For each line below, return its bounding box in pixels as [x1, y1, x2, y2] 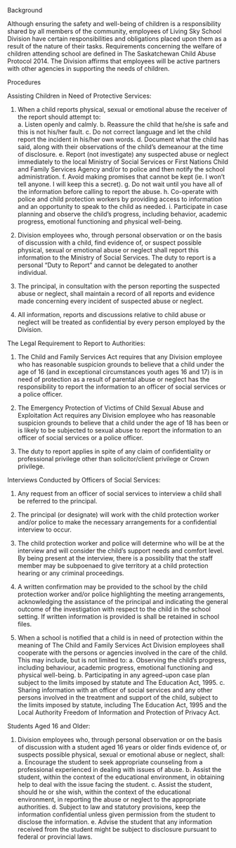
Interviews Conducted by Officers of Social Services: [7, 476, 161, 484]
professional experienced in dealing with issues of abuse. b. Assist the [17, 766, 222, 773]
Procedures [7, 78, 41, 86]
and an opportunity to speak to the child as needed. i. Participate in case [17, 203, 228, 210]
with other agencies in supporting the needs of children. [7, 65, 170, 72]
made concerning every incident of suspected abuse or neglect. [17, 297, 204, 305]
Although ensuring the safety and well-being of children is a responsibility [7, 20, 221, 27]
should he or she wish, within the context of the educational [17, 788, 191, 796]
